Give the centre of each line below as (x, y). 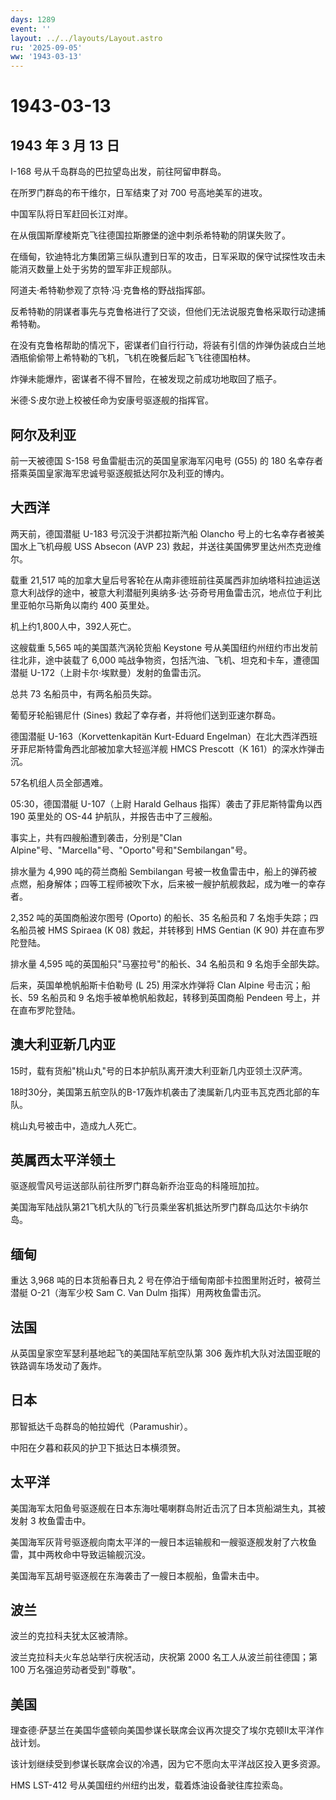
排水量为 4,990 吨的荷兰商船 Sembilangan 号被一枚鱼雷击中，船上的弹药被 (164, 871)
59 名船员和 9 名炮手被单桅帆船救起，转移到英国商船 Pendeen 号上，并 (174, 997)
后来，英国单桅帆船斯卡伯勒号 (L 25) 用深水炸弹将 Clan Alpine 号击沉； (156, 985)
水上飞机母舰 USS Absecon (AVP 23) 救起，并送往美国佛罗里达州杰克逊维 (170, 546)
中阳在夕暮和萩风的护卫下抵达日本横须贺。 (98, 1447)
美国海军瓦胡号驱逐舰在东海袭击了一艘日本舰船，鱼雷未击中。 (137, 1575)
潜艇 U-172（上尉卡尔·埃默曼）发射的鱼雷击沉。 (108, 672)
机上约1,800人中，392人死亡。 (73, 626)
